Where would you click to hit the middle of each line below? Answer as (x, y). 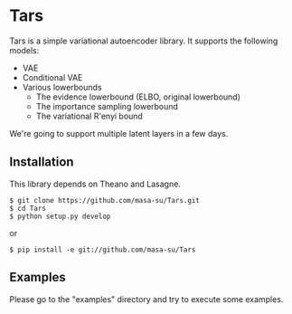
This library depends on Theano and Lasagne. (95, 184)
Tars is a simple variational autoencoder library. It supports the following (144, 41)
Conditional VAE (52, 77)
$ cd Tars (28, 208)
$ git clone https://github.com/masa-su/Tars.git (105, 200)
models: (24, 50)
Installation (42, 162)
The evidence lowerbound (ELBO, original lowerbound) (138, 97)
